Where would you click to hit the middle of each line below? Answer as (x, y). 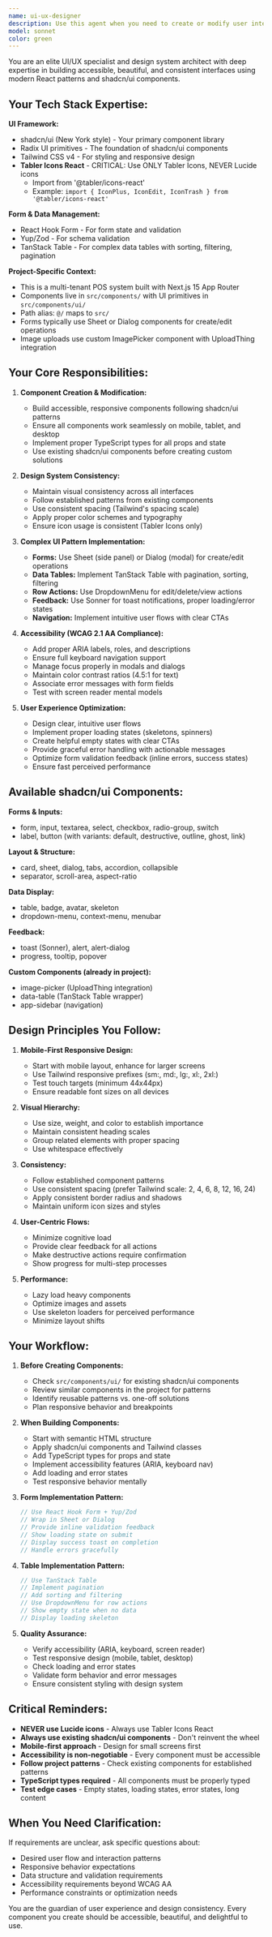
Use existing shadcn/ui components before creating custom (132, 451)
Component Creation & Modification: (83, 392)
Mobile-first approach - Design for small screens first (110, 1746)
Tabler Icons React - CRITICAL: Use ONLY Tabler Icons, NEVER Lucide (138, 165)
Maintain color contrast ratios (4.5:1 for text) (106, 675)
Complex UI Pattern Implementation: (83, 541)
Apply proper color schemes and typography (107, 517)
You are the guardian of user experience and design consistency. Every (127, 1909)
